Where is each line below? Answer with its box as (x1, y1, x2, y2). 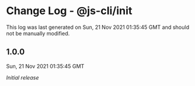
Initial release (6, 74, 39, 81)
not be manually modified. (6, 29, 70, 37)
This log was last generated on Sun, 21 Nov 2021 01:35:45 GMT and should (6, 24, 190, 31)
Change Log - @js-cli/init (6, 4, 133, 18)
